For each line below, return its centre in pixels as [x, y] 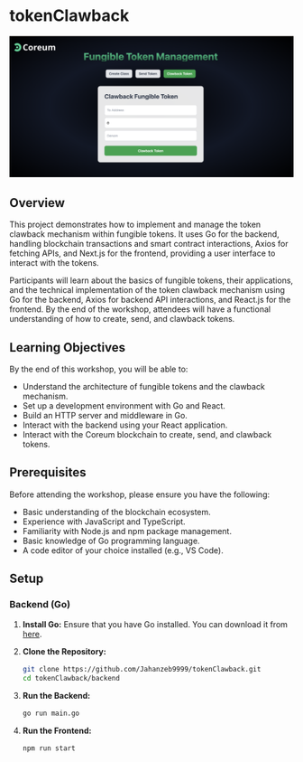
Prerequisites [48, 472]
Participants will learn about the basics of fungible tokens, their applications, [151, 280]
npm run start [49, 748]
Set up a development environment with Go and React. [124, 406]
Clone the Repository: [64, 651]
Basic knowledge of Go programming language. [111, 541]
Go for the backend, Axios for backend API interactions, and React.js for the [150, 300]
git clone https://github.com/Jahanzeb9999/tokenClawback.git [142, 669]
